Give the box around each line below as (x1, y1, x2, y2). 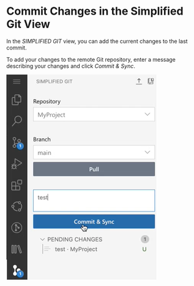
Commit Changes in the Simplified (6, 4, 184, 18)
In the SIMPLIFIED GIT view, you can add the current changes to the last (6, 37, 188, 45)
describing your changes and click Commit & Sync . (6, 62, 136, 70)
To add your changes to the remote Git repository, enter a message (6, 56, 176, 63)
